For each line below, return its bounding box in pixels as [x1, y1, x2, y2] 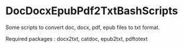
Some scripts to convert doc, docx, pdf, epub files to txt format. [5, 24, 160, 31]
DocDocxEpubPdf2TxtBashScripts [5, 4, 178, 18]
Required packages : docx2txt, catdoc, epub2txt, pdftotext [5, 35, 148, 42]
